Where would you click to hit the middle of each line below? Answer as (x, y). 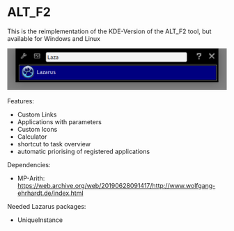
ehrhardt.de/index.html (50, 193)
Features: (21, 101)
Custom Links (37, 114)
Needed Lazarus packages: (47, 206)
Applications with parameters (60, 121)
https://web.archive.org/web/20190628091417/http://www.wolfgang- (116, 185)
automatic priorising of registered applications (84, 151)
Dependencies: (29, 164)
